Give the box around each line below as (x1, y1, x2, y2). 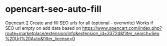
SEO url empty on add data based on (5, 25, 81, 31)
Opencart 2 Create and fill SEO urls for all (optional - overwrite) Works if (5, 20, 153, 26)
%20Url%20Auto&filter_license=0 (5, 36, 75, 42)
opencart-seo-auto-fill (5, 3, 101, 15)
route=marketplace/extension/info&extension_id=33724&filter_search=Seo (5, 30, 160, 36)
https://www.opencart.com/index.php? (82, 25, 162, 31)
